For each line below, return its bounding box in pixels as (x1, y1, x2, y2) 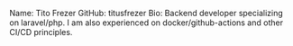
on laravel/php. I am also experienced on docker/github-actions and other (9, 17, 284, 28)
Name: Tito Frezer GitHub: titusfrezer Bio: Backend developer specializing (9, 8, 284, 18)
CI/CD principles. (9, 27, 73, 37)
